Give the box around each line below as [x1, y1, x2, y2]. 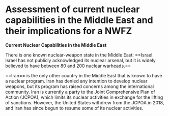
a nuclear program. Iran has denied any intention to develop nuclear [5, 78, 148, 84]
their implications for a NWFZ [5, 25, 132, 37]
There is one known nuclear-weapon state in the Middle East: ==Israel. [5, 52, 154, 58]
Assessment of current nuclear [5, 4, 140, 15]
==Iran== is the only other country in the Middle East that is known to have [5, 72, 162, 78]
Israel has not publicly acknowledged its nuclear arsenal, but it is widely [5, 57, 156, 63]
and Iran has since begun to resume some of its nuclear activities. [5, 105, 144, 111]
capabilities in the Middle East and [5, 14, 154, 26]
